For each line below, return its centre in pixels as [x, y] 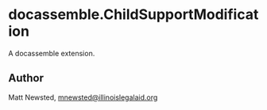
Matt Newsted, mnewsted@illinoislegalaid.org [83, 97]
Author [26, 78]
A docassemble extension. [52, 53]
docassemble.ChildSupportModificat [133, 15]
